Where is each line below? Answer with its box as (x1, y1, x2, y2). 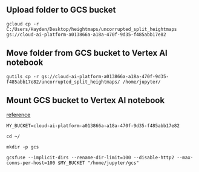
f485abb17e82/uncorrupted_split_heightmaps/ (6, 79, 120, 85)
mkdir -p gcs (6, 144, 39, 150)
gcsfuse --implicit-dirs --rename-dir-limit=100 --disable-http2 (6, 154, 174, 161)
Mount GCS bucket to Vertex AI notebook (6, 95, 165, 105)
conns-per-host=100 (6, 160, 56, 166)
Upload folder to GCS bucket (6, 5, 116, 15)
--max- (177, 154, 194, 161)
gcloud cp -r (6, 21, 39, 27)
